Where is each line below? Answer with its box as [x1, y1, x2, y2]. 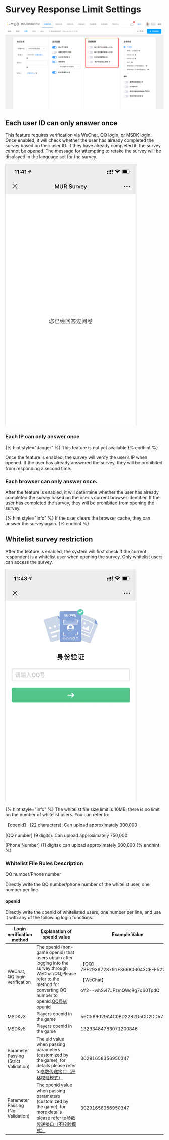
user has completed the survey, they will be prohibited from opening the [5, 500, 155, 506]
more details [36, 1109, 62, 1115]
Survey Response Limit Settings [5, 4, 142, 15]
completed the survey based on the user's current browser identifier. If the [5, 494, 160, 500]
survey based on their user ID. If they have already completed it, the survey [5, 143, 161, 149]
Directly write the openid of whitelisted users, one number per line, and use [5, 909, 161, 915]
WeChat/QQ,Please [36, 970, 76, 976]
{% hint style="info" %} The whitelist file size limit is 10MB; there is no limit [5, 806, 160, 812]
